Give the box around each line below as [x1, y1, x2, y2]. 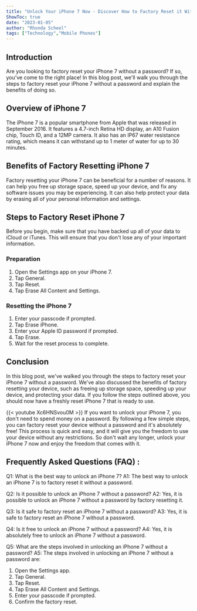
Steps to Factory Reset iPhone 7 [6, 212, 125, 222]
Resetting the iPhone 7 [6, 302, 72, 310]
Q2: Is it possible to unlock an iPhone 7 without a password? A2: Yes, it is [6, 490, 183, 497]
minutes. [6, 144, 28, 151]
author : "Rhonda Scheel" [6, 25, 67, 31]
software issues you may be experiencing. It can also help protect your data [6, 189, 189, 196]
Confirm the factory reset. [14, 598, 78, 605]
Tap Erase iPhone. [14, 321, 59, 328]
